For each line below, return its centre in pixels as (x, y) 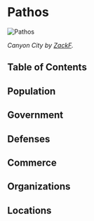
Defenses (29, 139)
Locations (29, 210)
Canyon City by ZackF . (40, 45)
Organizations (39, 187)
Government (35, 115)
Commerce (32, 162)
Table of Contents (47, 67)
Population (32, 91)
